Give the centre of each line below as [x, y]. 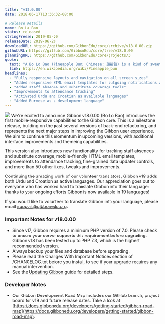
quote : [12, 59]
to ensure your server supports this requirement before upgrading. [80, 235]
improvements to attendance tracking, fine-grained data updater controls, [80, 162]
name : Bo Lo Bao [22, 28]
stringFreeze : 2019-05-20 [31, 37]
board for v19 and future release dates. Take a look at [66, 300]
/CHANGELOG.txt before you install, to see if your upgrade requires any [85, 262]
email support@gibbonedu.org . [37, 206]
